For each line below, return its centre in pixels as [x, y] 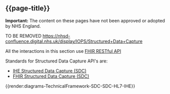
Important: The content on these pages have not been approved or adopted [85, 20]
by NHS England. [23, 26]
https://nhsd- [56, 36]
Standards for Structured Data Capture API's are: [56, 61]
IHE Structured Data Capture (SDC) [49, 71]
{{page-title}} [28, 8]
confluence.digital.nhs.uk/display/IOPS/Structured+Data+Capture [74, 41]
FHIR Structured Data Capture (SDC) [51, 76]
